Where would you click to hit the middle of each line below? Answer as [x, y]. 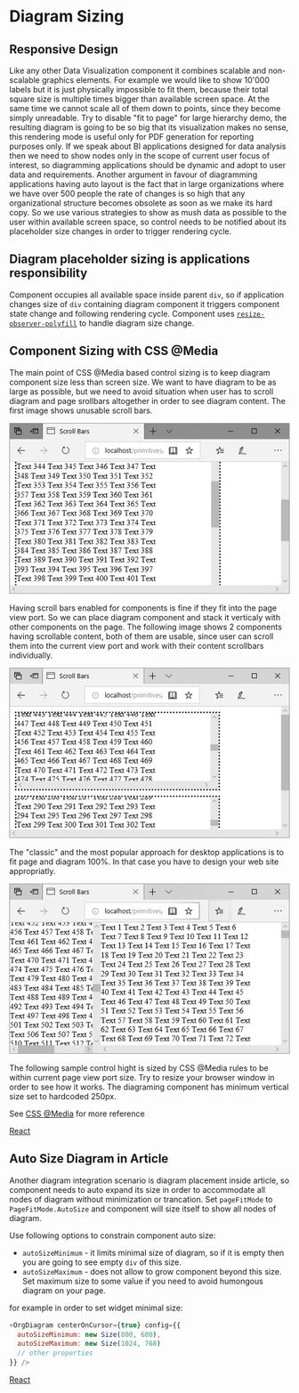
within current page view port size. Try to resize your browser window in [142, 1077]
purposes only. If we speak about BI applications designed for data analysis [148, 146]
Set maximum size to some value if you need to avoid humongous [143, 1281]
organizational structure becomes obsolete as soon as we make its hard [141, 203]
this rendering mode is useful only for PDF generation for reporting [132, 137]
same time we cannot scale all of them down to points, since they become [145, 108]
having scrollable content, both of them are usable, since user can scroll [141, 636]
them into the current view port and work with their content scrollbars [137, 645]
